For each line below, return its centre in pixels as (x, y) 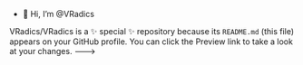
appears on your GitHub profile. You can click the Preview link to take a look (151, 42)
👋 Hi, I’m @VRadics (59, 14)
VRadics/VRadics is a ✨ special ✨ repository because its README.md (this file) (152, 31)
